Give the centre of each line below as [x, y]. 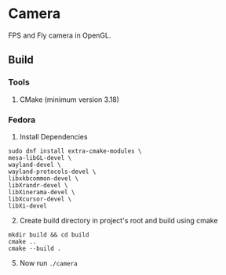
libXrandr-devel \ [38, 185]
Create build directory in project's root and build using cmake [118, 220]
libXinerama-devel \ [42, 192]
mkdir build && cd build [49, 235]
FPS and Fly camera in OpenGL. [60, 35]
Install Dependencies [53, 136]
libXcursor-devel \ [40, 199]
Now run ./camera [48, 262]
